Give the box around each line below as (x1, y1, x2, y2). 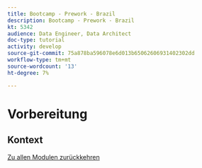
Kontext (7, 134, 43, 146)
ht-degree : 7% (7, 69, 50, 76)
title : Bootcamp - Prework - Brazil (7, 10, 116, 18)
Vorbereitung (7, 106, 88, 122)
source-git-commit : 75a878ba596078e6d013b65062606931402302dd (7, 50, 195, 57)
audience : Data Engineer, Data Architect (7, 30, 132, 37)
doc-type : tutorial (7, 37, 65, 44)
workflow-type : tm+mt (7, 56, 72, 64)
